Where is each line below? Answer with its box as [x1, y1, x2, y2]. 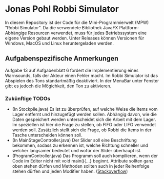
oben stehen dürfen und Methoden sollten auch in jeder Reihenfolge [12, 163, 150, 169]
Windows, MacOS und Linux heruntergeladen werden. [5, 40, 114, 46]
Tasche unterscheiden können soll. [12, 132, 83, 138]
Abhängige [5, 30, 27, 36]
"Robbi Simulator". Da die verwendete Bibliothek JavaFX [5, 24, 118, 30]
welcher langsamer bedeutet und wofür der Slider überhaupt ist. [12, 148, 142, 154]
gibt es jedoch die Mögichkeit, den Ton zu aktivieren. [5, 83, 111, 89]
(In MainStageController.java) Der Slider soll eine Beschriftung [12, 138, 137, 143]
